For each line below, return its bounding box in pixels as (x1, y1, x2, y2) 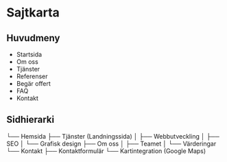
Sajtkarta (6, 5, 60, 21)
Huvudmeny (6, 32, 60, 44)
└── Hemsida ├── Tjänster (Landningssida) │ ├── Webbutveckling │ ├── (6, 132, 220, 140)
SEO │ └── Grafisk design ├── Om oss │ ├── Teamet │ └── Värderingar (6, 139, 217, 148)
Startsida (16, 50, 43, 58)
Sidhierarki (6, 114, 55, 126)
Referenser (16, 72, 48, 80)
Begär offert (16, 80, 51, 87)
